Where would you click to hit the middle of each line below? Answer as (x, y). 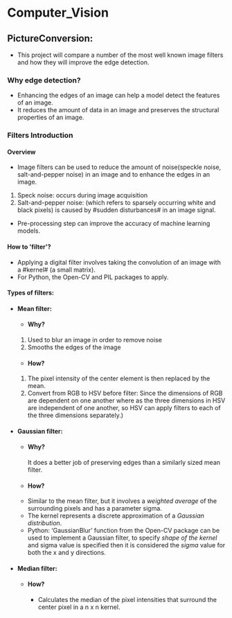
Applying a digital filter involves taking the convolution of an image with (119, 262)
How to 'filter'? (29, 247)
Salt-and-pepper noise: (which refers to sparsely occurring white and (116, 203)
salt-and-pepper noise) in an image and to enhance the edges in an (114, 175)
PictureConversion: (50, 38)
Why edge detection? (44, 80)
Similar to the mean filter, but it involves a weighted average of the (122, 501)
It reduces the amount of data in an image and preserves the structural (118, 110)
